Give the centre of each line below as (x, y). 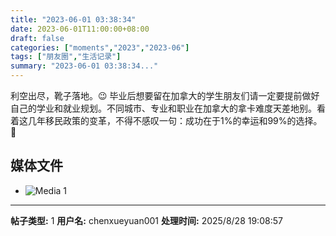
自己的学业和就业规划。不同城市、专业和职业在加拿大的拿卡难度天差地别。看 (168, 108)
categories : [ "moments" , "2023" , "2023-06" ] (100, 47)
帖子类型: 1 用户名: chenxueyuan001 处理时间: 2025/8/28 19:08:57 (146, 220)
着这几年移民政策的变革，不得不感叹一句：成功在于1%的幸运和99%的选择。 (166, 120)
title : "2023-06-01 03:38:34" (73, 19)
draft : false (37, 38)
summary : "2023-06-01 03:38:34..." (84, 66)
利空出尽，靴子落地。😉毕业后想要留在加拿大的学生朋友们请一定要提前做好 (165, 95)
